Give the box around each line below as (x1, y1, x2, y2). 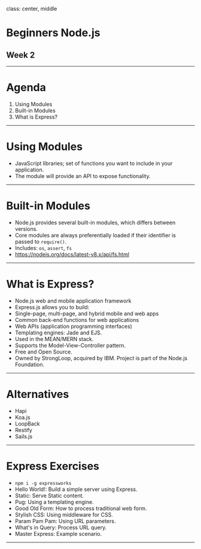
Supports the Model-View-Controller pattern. (14, 342, 126, 349)
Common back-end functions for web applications (14, 316, 139, 323)
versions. (14, 225, 38, 233)
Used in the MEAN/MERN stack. (14, 335, 94, 342)
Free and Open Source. (14, 348, 73, 355)
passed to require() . (14, 238, 67, 245)
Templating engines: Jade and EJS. (14, 329, 102, 336)
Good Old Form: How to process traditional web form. (14, 505, 147, 512)
